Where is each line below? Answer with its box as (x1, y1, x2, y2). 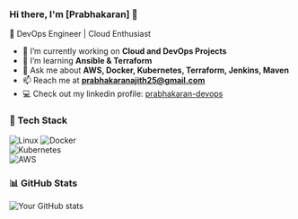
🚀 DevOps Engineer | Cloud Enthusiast (9, 29, 151, 39)
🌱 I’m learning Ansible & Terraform (22, 56, 153, 66)
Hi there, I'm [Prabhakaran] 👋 (9, 8, 138, 21)
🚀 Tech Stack (9, 114, 68, 127)
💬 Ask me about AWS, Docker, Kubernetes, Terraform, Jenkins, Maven (22, 65, 290, 75)
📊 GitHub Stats (9, 177, 78, 189)
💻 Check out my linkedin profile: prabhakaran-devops (22, 89, 223, 100)
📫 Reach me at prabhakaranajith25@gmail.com (22, 75, 206, 86)
